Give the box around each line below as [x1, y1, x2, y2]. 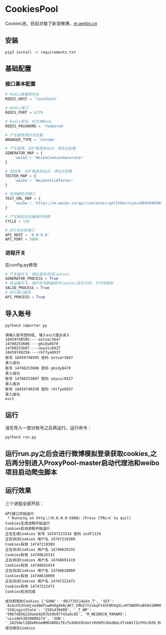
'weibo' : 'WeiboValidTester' [14, 178, 74, 183]
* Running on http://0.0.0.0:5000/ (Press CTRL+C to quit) [7, 515, 132, 520]
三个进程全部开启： [5, 500, 44, 506]
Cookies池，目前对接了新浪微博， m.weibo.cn [5, 20, 97, 26]
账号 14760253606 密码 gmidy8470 [5, 365, 71, 370]
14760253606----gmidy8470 [5, 341, 58, 346]
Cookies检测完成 [5, 589, 36, 594]
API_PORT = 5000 [5, 237, 39, 242]
